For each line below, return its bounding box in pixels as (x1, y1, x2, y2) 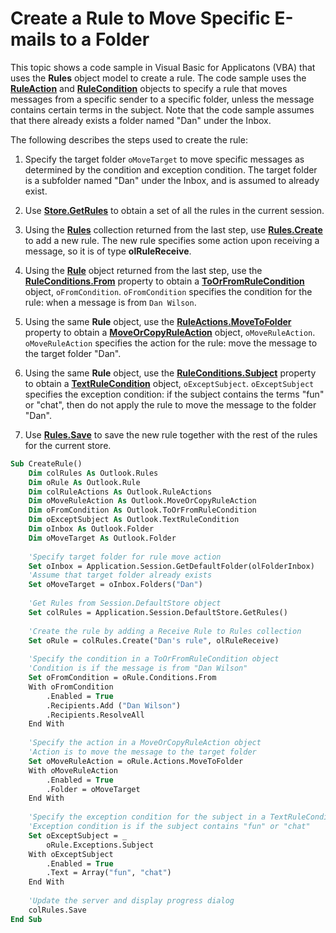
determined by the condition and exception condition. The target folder (24, 163, 318, 176)
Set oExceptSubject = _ (28, 830, 128, 841)
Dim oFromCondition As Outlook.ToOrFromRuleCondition (28, 505, 257, 516)
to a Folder (59, 28, 150, 51)
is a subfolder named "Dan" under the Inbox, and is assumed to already (24, 174, 320, 186)
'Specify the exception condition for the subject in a (28, 812, 267, 822)
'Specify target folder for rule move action (28, 552, 222, 562)
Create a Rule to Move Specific (10, 7, 271, 30)
